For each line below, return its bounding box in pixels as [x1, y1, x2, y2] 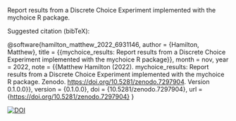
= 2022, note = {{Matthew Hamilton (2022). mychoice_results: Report [7, 63, 209, 71]
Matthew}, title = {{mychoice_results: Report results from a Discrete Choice [7, 48, 226, 56]
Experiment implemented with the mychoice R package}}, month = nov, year [7, 55, 229, 64]
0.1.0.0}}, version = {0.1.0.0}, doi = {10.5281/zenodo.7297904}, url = [7, 85, 203, 93]
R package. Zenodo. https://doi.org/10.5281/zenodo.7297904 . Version [7, 78, 210, 86]
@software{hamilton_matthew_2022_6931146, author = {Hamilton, [7, 41, 199, 48]
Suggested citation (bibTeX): [7, 27, 90, 35]
